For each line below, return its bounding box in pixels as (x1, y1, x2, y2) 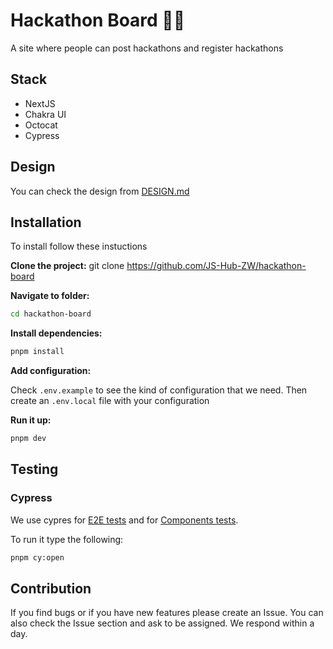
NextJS (24, 97, 56, 109)
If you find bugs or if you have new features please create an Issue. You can (10, 607, 324, 619)
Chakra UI (24, 108, 67, 120)
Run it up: (10, 414, 52, 426)
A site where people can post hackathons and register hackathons (10, 42, 284, 54)
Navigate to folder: (10, 290, 90, 302)
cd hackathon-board (10, 309, 92, 319)
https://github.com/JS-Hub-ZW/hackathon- (126, 260, 307, 272)
